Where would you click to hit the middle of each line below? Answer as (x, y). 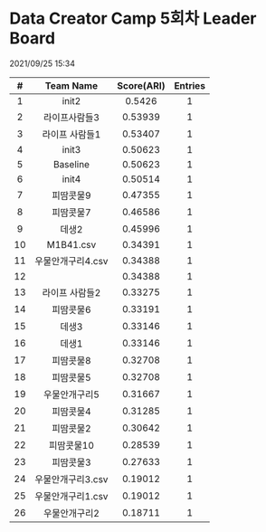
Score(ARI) (141, 85)
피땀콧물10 (71, 445)
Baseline (71, 164)
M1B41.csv (71, 244)
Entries (190, 85)
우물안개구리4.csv (71, 261)
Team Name (71, 85)
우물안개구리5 (71, 394)
